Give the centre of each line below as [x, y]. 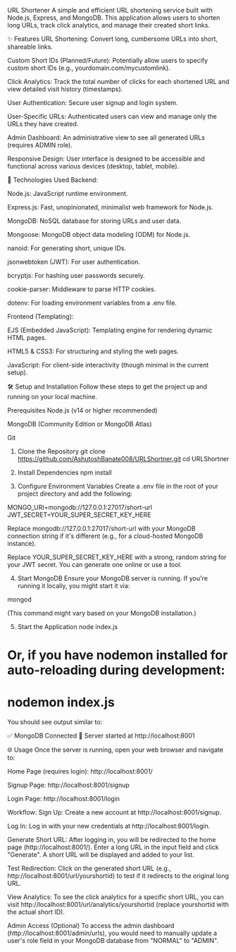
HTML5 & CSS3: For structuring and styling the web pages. [93, 351]
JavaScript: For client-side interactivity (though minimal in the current [108, 365]
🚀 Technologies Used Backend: [53, 180]
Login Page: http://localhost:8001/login [64, 799]
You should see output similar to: [55, 722]
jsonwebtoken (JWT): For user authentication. [74, 262]
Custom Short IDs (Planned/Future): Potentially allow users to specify [108, 60]
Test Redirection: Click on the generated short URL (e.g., [89, 868]
